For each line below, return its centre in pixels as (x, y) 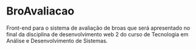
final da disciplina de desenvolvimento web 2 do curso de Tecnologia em (97, 34)
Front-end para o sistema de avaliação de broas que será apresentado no (98, 28)
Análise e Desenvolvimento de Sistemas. (57, 41)
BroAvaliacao (40, 11)
